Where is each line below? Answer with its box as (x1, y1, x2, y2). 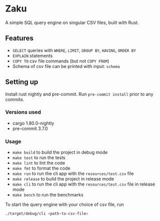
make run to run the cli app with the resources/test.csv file (12, 170, 134, 176)
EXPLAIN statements (12, 52, 53, 58)
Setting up (5, 78, 39, 86)
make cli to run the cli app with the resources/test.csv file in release (12, 181, 155, 187)
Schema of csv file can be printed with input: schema (12, 63, 120, 69)
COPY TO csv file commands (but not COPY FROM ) (12, 58, 109, 64)
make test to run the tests (12, 154, 66, 160)
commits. (5, 96, 25, 102)
